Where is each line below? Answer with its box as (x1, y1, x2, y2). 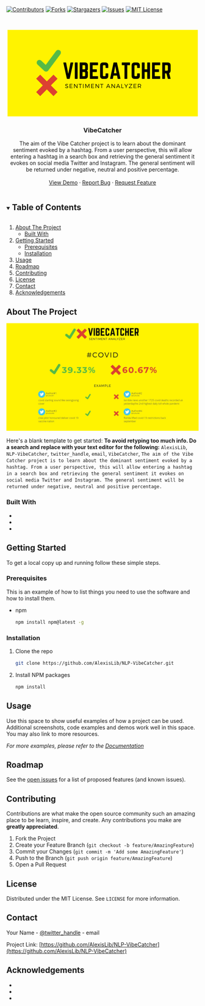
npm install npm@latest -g (15, 619, 84, 625)
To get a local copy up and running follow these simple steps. (6, 559, 160, 566)
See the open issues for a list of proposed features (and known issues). (6, 776, 186, 784)
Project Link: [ (6, 940, 41, 948)
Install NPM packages (15, 671, 70, 678)
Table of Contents (12, 202, 81, 213)
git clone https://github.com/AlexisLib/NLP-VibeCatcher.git (15, 660, 174, 667)
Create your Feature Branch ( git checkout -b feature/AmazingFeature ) (15, 841, 195, 849)
